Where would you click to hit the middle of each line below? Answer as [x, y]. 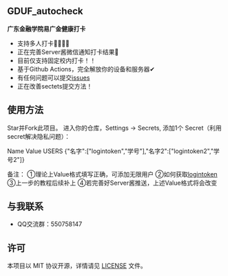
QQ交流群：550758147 [50, 224]
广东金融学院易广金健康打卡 [46, 28]
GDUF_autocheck [45, 11]
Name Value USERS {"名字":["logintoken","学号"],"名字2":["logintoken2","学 [113, 151]
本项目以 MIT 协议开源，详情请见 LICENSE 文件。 [77, 266]
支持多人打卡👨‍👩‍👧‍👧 [43, 43]
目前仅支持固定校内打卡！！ [56, 60]
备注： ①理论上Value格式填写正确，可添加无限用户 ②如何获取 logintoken [113, 174]
